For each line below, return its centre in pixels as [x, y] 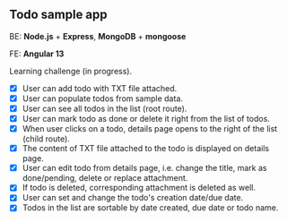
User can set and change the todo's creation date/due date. [133, 198]
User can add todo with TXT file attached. [100, 88]
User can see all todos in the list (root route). [104, 108]
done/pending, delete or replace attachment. [105, 178]
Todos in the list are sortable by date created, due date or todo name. [150, 208]
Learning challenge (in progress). [71, 71]
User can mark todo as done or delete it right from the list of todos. [146, 119]
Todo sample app [58, 15]
